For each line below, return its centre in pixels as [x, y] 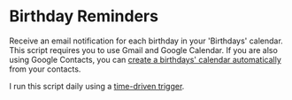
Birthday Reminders [84, 16]
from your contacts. [45, 69]
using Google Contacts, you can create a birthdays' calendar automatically [145, 59]
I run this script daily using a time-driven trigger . [97, 86]
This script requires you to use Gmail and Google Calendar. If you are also [144, 50]
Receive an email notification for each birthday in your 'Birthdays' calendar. [146, 41]
